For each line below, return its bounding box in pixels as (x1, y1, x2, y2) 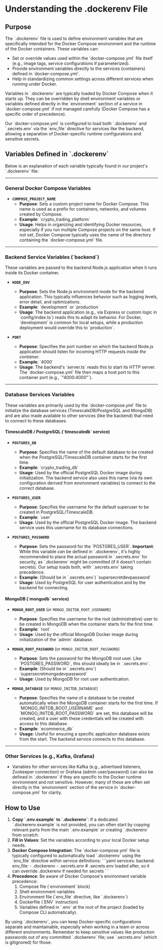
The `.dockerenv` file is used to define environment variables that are (5, 35, 143, 41)
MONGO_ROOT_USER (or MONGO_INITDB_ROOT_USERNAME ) (12, 607, 111, 613)
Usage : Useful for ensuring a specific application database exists (19, 731, 150, 737)
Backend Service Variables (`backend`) (5, 254, 99, 261)
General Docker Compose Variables (5, 184, 91, 191)
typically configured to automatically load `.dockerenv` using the (12, 853, 141, 859)
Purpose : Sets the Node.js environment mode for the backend (19, 289, 144, 295)
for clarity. (41, 790, 62, 796)
